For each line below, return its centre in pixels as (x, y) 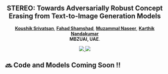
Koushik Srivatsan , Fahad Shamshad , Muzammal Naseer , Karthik (85, 28)
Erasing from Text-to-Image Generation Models (85, 16)
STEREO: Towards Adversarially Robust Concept (85, 8)
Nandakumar (85, 33)
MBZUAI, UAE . (85, 39)
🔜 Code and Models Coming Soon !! (63, 65)
